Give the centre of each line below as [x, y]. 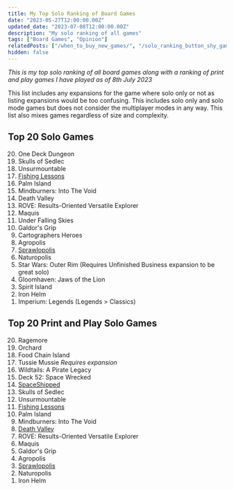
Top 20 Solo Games [51, 137]
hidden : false [28, 53]
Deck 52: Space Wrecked [54, 377]
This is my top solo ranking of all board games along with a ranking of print [116, 72]
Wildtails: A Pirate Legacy [55, 370]
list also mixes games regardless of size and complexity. [89, 115]
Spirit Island [35, 286]
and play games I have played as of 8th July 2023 [80, 79]
